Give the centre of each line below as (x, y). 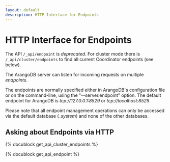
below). (13, 65)
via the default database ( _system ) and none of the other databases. (77, 116)
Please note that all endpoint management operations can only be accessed (85, 111)
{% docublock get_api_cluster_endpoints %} (52, 144)
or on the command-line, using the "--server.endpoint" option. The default (83, 95)
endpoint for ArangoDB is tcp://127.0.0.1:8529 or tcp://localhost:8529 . (78, 101)
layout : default (22, 10)
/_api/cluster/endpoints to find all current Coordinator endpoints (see (79, 60)
